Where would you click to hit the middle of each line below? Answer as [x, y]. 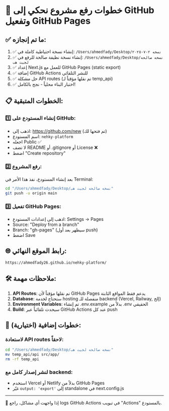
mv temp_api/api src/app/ [32, 355]
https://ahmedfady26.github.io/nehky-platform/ [56, 263]
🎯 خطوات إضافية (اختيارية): [43, 325]
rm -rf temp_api [22, 359]
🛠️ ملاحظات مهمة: [31, 279]
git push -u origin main [31, 193]
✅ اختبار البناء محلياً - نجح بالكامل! [44, 84]
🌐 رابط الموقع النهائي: [36, 251]
